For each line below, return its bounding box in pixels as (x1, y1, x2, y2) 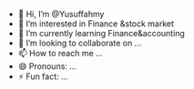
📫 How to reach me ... (17, 48, 103, 58)
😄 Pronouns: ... (17, 61, 77, 72)
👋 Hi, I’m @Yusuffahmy (17, 9, 105, 19)
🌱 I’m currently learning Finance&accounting (17, 28, 185, 38)
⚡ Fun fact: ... (17, 71, 68, 82)
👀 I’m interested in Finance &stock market (17, 18, 175, 29)
